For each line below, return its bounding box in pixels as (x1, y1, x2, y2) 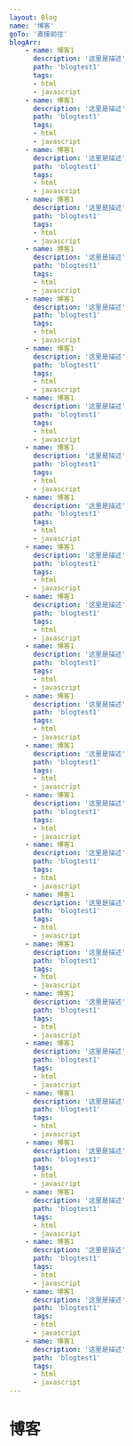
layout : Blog (9, 12, 58, 22)
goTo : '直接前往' (9, 29, 68, 38)
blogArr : (9, 37, 42, 47)
